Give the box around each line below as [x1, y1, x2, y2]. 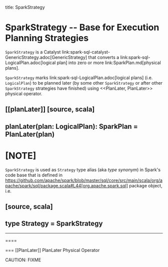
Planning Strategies [5, 33, 89, 44]
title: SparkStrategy [5, 5, 45, 10]
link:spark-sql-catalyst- [61, 49, 110, 55]
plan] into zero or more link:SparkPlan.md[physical [56, 60, 161, 66]
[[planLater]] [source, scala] [5, 105, 95, 114]
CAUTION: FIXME [5, 256, 41, 262]
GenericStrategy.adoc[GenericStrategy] [5, 54, 87, 60]
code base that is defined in [5, 172, 62, 178]
